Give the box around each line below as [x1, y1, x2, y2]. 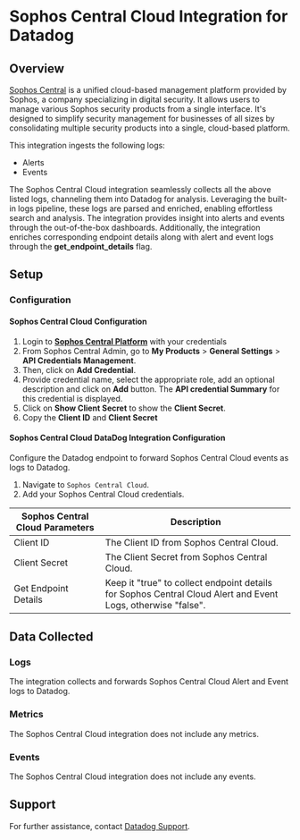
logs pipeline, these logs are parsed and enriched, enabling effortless [17, 203, 273, 214]
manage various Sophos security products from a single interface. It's [9, 104, 266, 114]
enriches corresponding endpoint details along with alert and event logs [9, 232, 274, 242]
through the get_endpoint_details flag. [9, 242, 153, 251]
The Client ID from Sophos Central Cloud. [104, 536, 279, 548]
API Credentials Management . [21, 355, 137, 366]
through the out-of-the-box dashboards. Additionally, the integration [9, 222, 261, 233]
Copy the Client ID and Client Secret [21, 412, 158, 422]
